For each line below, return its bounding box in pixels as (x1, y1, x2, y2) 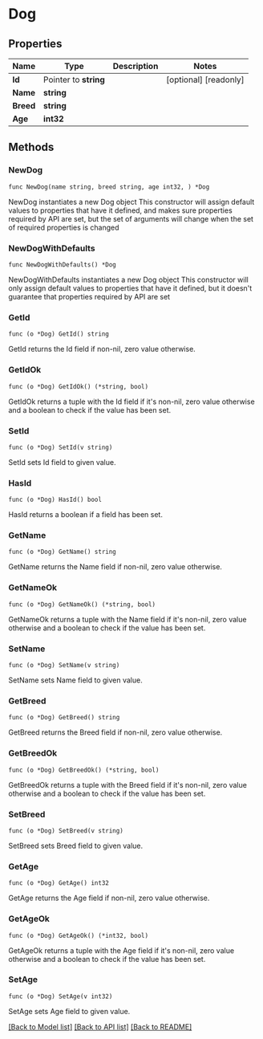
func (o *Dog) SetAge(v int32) (8, 992, 113, 1000)
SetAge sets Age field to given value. (8, 1006, 131, 1016)
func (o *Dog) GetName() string (8, 548, 116, 556)
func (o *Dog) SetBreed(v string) (8, 826, 124, 835)
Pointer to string (42, 74, 106, 85)
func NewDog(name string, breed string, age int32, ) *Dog (8, 182, 210, 191)
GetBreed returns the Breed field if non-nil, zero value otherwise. (8, 727, 223, 737)
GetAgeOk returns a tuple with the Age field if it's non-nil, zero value (8, 945, 235, 955)
